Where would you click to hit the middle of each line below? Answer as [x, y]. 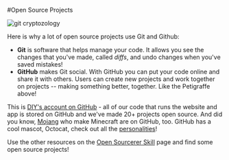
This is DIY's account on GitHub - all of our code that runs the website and [112, 107]
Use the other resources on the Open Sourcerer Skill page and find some [110, 142]
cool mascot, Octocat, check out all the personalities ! [82, 129]
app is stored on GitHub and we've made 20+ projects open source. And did [115, 114]
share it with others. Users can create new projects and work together [116, 79]
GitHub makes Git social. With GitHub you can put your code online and [118, 72]
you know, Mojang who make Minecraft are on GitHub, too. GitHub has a [109, 122]
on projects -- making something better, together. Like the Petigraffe [113, 86]
